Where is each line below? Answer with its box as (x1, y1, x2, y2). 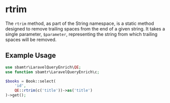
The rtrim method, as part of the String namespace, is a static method (5, 20, 154, 26)
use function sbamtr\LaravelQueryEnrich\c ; (5, 70, 100, 75)
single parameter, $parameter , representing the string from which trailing (5, 31, 158, 37)
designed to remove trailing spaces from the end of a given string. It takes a (5, 25, 165, 31)
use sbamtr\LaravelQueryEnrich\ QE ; (5, 64, 81, 70)
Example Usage (5, 51, 56, 60)
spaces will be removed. (5, 37, 57, 43)
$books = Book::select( (5, 79, 56, 84)
